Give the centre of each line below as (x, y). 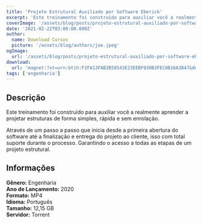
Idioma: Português (29, 201)
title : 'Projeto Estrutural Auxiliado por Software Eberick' (84, 12)
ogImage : (17, 51)
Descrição (26, 98)
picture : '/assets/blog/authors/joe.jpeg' (66, 46)
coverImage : (21, 23)
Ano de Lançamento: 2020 (40, 189)
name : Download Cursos (40, 40)
